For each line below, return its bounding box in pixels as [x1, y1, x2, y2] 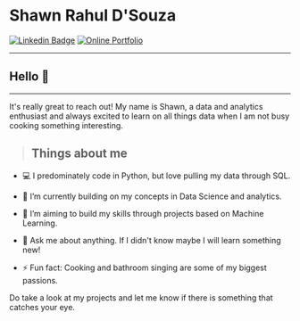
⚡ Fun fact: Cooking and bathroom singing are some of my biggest [21, 262, 268, 273]
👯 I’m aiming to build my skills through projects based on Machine [21, 208, 264, 218]
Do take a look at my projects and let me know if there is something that [9, 292, 274, 303]
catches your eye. [9, 301, 76, 312]
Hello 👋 [9, 69, 50, 85]
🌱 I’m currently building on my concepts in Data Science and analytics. [21, 191, 282, 202]
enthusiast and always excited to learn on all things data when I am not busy [9, 111, 290, 121]
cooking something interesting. [9, 119, 123, 130]
